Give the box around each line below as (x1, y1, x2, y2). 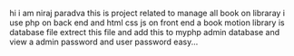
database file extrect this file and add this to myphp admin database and (9, 27, 279, 37)
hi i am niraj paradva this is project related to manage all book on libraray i (9, 8, 286, 18)
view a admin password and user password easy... (9, 36, 199, 47)
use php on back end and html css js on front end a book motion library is (9, 17, 285, 28)
